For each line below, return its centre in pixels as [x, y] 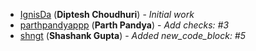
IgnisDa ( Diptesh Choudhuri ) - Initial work [107, 14]
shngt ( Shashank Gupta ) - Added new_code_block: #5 [133, 35]
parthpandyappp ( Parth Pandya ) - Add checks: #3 [124, 25]
